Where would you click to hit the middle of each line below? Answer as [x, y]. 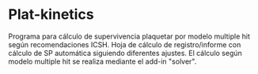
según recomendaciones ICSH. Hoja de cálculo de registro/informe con [125, 44]
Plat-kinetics [51, 15]
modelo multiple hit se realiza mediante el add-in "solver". [102, 61]
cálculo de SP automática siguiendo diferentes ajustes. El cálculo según [125, 53]
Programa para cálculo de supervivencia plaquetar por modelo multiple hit [129, 36]
